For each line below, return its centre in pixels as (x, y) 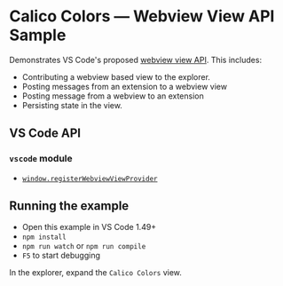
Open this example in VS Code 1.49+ (89, 227)
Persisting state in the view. (72, 105)
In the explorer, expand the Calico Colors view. (95, 273)
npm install (44, 237)
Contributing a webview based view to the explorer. (116, 76)
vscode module (41, 159)
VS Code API (45, 134)
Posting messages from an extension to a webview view (125, 86)
